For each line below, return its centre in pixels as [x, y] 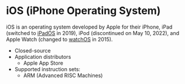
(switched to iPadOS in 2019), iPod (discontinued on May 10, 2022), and [93, 33]
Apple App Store [43, 63]
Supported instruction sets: [47, 69]
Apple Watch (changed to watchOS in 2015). [59, 39]
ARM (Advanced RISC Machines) [63, 75]
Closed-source [32, 50]
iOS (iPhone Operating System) [83, 11]
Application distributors [43, 57]
